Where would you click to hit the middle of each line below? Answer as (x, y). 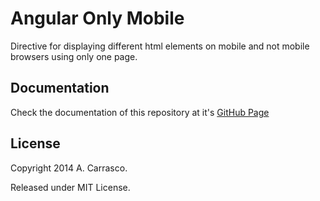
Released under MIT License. (70, 187)
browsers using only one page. (74, 56)
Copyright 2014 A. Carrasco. (69, 168)
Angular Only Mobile (97, 18)
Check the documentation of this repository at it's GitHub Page (140, 112)
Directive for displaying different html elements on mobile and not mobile (160, 46)
